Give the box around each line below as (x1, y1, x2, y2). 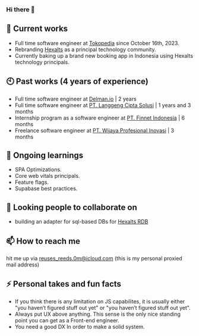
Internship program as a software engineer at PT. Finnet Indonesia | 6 (14, 114, 185, 121)
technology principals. (14, 58, 70, 65)
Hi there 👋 (6, 5, 36, 14)
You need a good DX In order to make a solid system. (14, 323, 145, 330)
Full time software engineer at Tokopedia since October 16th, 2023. (14, 39, 179, 46)
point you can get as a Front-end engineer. (14, 316, 120, 324)
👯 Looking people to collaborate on (6, 202, 138, 212)
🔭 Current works (6, 24, 68, 34)
